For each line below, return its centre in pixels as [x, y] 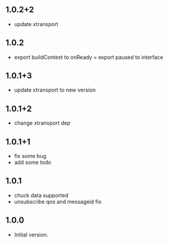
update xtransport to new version [55, 90]
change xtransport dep [42, 123]
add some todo [33, 162]
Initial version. [31, 235]
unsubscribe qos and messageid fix [58, 201]
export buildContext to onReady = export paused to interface [89, 57]
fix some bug [30, 156]
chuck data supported [41, 195]
